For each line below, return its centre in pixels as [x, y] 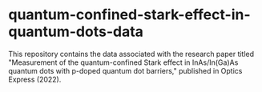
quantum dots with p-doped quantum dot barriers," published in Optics [125, 70]
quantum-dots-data [76, 32]
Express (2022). [35, 79]
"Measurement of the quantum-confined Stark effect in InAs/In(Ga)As [123, 62]
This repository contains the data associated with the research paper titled [131, 54]
